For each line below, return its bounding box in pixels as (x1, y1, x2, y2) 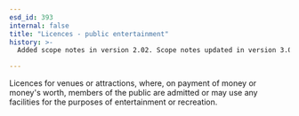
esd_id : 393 (9, 12, 53, 22)
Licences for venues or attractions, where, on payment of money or (9, 78, 257, 89)
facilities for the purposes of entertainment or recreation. (9, 97, 218, 107)
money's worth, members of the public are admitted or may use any (9, 88, 258, 98)
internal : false (9, 21, 69, 30)
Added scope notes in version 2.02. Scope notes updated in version (17, 46, 277, 55)
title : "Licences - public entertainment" (9, 29, 169, 38)
